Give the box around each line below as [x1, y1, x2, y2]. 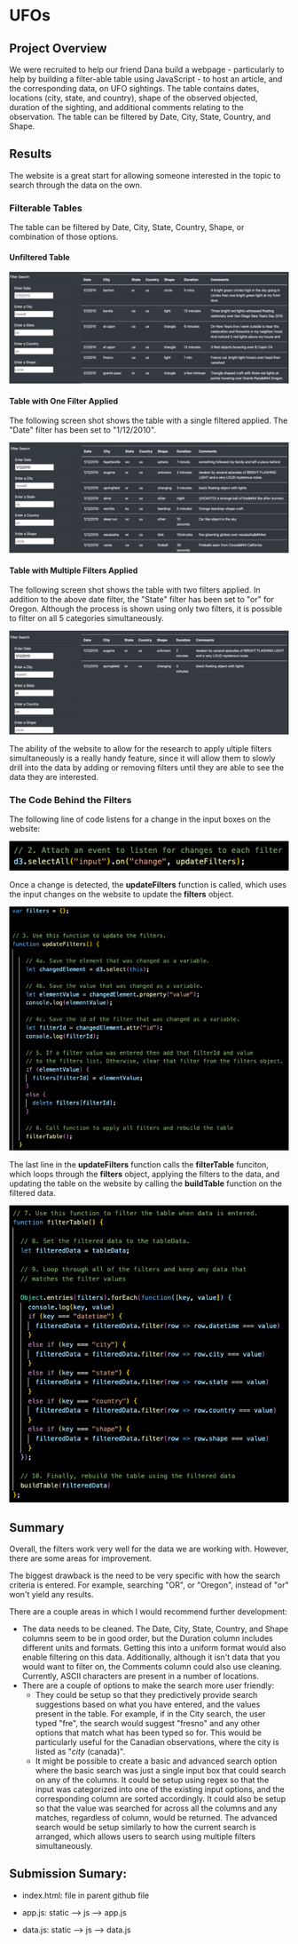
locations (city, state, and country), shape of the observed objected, [9, 92, 258, 103]
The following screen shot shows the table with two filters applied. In [9, 585, 261, 595]
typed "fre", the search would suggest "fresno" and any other [35, 1717, 261, 1728]
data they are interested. [9, 771, 99, 782]
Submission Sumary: [9, 1867, 127, 1882]
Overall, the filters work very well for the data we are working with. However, [9, 1543, 289, 1554]
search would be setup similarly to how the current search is [35, 1821, 257, 1832]
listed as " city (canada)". [35, 1746, 126, 1757]
